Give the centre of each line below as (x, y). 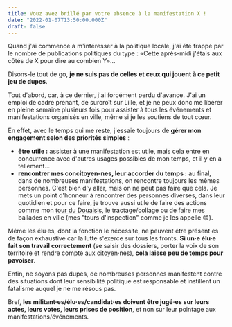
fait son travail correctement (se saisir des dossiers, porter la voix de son (114, 246)
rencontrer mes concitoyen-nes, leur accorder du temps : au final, (115, 173)
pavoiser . (22, 260)
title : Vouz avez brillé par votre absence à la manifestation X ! (107, 14)
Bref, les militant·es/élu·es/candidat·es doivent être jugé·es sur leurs (109, 302)
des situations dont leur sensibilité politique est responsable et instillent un (114, 281)
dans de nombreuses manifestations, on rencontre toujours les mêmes (119, 181)
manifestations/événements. (48, 317)
